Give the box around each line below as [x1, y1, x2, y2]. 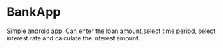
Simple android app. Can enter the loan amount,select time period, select [6, 27, 216, 35]
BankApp [6, 4, 61, 20]
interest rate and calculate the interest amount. [6, 34, 140, 42]
